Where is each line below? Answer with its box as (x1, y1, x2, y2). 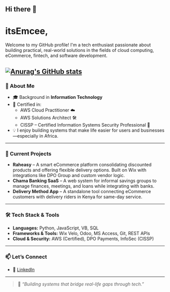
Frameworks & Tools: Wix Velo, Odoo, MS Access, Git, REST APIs (12, 230, 150, 236)
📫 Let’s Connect (5, 253, 47, 260)
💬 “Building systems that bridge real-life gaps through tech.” (17, 281, 144, 287)
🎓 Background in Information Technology (12, 94, 103, 100)
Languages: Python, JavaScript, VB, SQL (12, 225, 99, 231)
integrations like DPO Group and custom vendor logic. (12, 172, 125, 179)
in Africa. (39, 133, 59, 139)
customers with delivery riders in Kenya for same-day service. (12, 194, 143, 200)
